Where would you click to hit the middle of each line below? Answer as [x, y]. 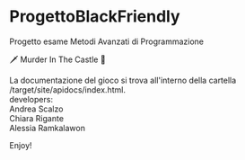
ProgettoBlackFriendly [95, 17]
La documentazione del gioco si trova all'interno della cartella [123, 80]
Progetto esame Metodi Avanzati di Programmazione [107, 41]
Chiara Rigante [37, 118]
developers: [31, 99]
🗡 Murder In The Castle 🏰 [57, 59]
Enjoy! [21, 145]
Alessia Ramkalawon [47, 128]
